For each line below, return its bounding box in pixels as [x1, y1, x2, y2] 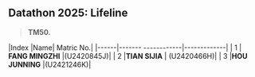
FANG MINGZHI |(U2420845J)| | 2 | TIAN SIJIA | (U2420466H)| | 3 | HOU [8, 51, 249, 60]
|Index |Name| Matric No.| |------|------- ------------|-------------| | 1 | [8, 43, 242, 52]
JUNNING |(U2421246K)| [8, 60, 92, 69]
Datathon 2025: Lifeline [8, 6, 128, 20]
